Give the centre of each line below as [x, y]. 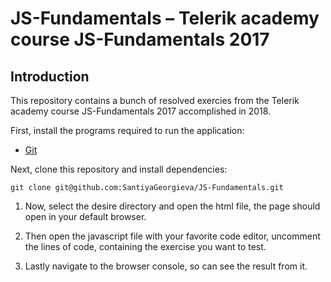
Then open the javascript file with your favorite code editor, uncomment [172, 236]
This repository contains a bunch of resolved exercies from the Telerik [155, 100]
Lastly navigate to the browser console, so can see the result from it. [166, 266]
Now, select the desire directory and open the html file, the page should [172, 206]
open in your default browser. [85, 216]
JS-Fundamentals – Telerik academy [165, 18]
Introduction [50, 76]
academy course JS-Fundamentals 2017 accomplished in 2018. [141, 111]
